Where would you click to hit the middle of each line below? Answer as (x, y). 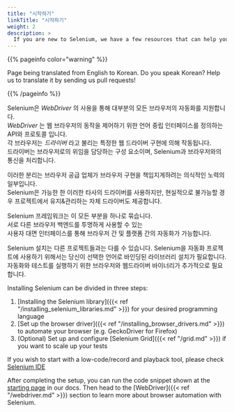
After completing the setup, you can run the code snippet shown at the (109, 381)
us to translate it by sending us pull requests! (71, 80)
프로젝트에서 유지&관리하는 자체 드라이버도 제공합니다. (88, 201)
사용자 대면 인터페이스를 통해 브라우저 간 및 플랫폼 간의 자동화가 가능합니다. (109, 233)
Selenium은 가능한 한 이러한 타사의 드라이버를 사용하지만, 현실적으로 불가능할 (112, 193)
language (31, 317)
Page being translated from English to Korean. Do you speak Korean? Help (114, 73)
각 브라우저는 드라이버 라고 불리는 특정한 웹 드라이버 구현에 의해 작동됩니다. (109, 143)
